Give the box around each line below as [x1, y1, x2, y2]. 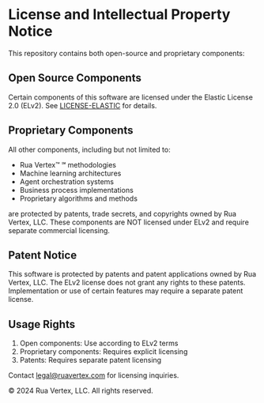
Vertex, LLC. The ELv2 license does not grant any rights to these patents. [8, 278, 246, 288]
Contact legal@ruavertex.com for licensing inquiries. [8, 371, 179, 380]
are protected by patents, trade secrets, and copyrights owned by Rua [8, 209, 237, 218]
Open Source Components [8, 71, 142, 85]
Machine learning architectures [19, 168, 122, 178]
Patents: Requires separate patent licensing [19, 356, 162, 365]
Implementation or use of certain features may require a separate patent [8, 286, 243, 296]
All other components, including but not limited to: [8, 145, 172, 154]
